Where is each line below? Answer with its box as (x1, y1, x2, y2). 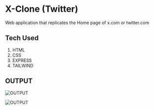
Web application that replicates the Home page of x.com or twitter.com (5, 20, 150, 26)
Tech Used (5, 34, 39, 42)
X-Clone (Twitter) (5, 3, 78, 15)
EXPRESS (12, 57, 32, 63)
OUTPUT (5, 77, 33, 85)
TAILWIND (12, 62, 34, 68)
